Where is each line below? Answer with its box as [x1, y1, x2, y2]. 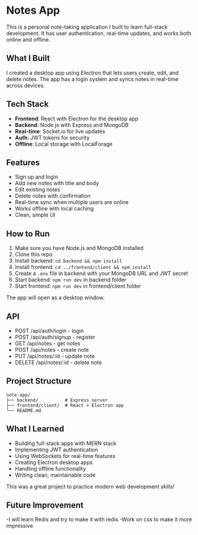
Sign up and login [14, 174, 58, 181]
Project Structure [6, 376, 72, 386]
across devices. [6, 82, 45, 89]
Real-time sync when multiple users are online [14, 199, 129, 206]
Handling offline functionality [14, 465, 86, 472]
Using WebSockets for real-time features [14, 452, 116, 459]
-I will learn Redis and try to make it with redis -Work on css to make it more [6, 516, 192, 523]
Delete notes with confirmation [14, 192, 91, 200]
